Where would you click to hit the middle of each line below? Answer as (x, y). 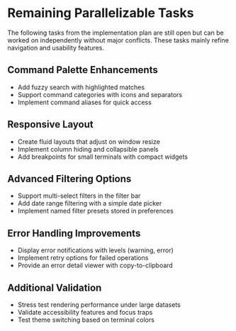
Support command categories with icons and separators (100, 94)
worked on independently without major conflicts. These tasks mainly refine (118, 40)
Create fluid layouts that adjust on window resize (89, 141)
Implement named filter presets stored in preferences (95, 211)
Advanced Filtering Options (69, 179)
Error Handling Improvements (74, 233)
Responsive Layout (50, 124)
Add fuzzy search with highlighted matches (81, 87)
